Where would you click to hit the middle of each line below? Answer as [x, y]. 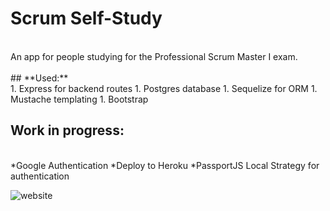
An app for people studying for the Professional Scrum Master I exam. [154, 56]
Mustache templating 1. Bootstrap [79, 99]
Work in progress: [67, 130]
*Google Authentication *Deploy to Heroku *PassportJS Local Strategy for [165, 165]
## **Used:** [39, 78]
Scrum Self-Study [86, 18]
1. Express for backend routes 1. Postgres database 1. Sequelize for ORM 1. [164, 88]
